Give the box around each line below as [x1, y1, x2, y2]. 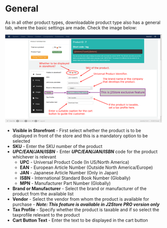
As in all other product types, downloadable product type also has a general [5, 19, 161, 25]
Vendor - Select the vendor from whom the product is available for [12, 196, 149, 202]
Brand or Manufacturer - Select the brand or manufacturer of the [12, 185, 147, 191]
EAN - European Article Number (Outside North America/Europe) [19, 164, 153, 170]
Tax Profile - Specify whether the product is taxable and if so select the [12, 207, 160, 213]
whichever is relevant [12, 153, 56, 159]
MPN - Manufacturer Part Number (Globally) [19, 180, 111, 186]
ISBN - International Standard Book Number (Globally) [19, 175, 131, 181]
